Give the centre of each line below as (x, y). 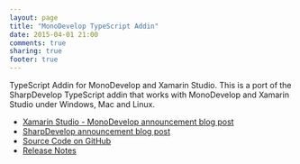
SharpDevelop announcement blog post (96, 131)
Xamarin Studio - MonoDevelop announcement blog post (128, 122)
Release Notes (49, 150)
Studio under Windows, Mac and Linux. (82, 104)
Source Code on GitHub (67, 141)
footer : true (34, 59)
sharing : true (36, 51)
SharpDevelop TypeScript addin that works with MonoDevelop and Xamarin (150, 95)
